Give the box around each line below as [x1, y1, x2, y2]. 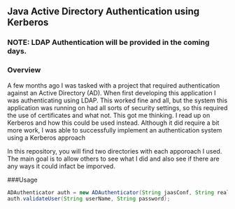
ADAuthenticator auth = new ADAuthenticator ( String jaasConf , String [7, 189, 215, 196]
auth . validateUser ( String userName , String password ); [7, 196, 171, 203]
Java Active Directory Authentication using [7, 6, 200, 18]
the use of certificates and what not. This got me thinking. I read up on [7, 111, 211, 119]
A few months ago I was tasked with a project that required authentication [7, 81, 220, 90]
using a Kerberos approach [7, 133, 86, 142]
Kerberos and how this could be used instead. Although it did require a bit [7, 119, 220, 127]
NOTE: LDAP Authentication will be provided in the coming [7, 38, 210, 48]
